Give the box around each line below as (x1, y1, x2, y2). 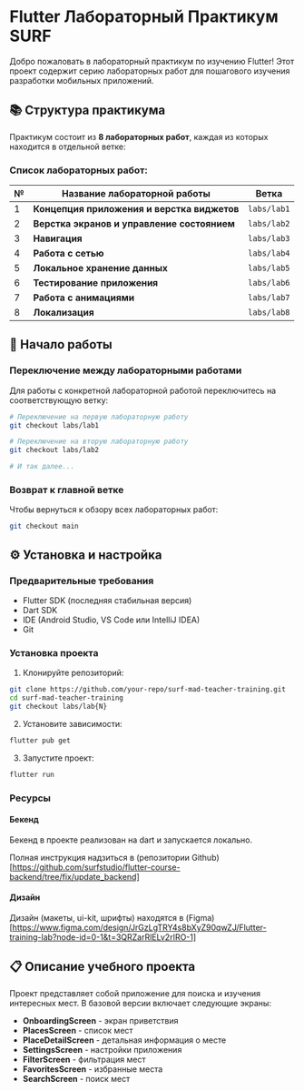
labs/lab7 (248, 293, 290, 303)
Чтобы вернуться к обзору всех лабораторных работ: (9, 504, 219, 515)
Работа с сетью (33, 247, 104, 260)
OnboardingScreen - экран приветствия (22, 1015, 179, 1025)
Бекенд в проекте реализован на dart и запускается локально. (9, 834, 253, 845)
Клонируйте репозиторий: (22, 667, 124, 679)
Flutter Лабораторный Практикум (9, 6, 279, 27)
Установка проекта (9, 646, 99, 659)
